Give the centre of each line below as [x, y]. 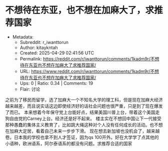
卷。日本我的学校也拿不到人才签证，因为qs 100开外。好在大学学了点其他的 [82, 137]
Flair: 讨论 [30, 89]
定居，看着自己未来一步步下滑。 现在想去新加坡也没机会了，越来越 [91, 131]
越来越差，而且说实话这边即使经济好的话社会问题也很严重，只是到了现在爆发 [84, 106]
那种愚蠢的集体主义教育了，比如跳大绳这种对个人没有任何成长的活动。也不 [82, 124]
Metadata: [23, 37]
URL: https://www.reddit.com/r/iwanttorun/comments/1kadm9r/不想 [89, 71]
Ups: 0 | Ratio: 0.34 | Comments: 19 [56, 83]
